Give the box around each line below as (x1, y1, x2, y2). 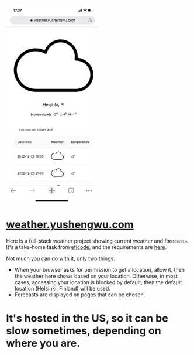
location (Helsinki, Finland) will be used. (14, 285, 111, 292)
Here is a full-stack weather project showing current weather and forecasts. (6, 237, 189, 244)
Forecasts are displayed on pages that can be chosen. (14, 291, 145, 298)
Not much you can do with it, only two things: (6, 255, 115, 262)
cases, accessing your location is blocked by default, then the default (14, 279, 182, 286)
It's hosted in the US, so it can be (6, 312, 168, 325)
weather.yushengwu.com (6, 218, 134, 231)
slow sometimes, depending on (6, 324, 162, 337)
